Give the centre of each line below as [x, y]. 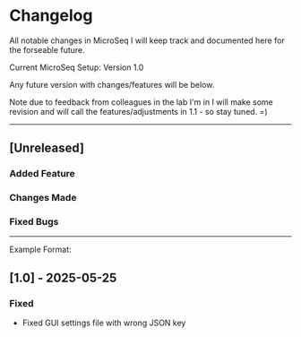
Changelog [51, 16]
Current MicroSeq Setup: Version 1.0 [77, 67]
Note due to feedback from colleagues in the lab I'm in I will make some [141, 102]
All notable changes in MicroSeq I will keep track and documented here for [147, 40]
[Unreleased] [47, 148]
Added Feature [43, 174]
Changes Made [43, 198]
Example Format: [40, 250]
